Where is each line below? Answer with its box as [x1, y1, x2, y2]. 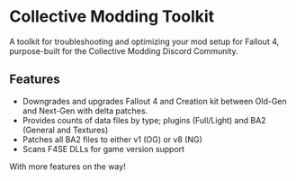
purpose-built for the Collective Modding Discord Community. [9, 45, 238, 56]
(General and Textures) [22, 124, 109, 135]
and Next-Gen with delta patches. [22, 105, 148, 116]
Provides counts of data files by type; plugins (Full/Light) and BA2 [22, 114, 267, 125]
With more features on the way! [9, 160, 126, 172]
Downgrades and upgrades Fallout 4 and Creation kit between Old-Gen [22, 95, 288, 106]
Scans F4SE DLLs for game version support [22, 143, 185, 154]
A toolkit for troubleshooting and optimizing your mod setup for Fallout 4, [9, 36, 280, 47]
